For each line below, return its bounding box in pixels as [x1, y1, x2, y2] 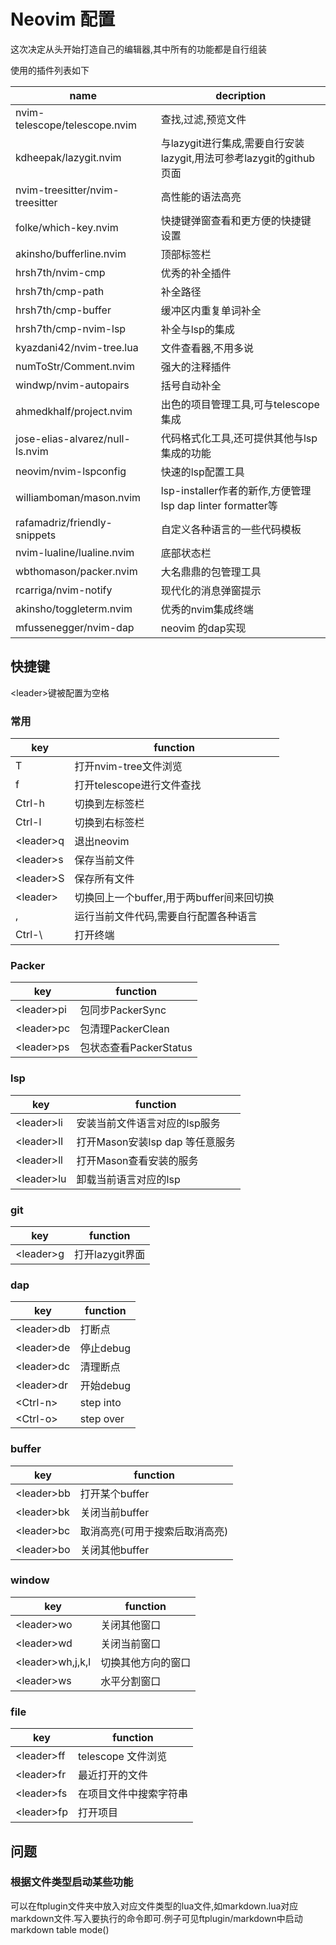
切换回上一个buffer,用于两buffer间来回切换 [74, 891, 275, 905]
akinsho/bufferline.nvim [15, 246, 127, 260]
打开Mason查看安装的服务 [76, 1153, 199, 1167]
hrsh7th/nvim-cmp [15, 265, 106, 279]
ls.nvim [15, 444, 49, 458]
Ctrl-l [15, 815, 42, 829]
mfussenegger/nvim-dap [15, 620, 135, 634]
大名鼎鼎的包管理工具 [160, 565, 262, 579]
